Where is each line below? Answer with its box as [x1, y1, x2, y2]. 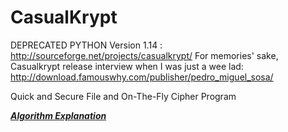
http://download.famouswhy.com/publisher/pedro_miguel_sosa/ [10, 71, 274, 83]
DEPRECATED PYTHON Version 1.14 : [10, 39, 163, 51]
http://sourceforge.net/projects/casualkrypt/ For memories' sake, [10, 49, 279, 61]
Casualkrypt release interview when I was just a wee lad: [10, 60, 244, 72]
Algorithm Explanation [10, 109, 107, 121]
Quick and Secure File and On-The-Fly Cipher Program [10, 90, 237, 102]
